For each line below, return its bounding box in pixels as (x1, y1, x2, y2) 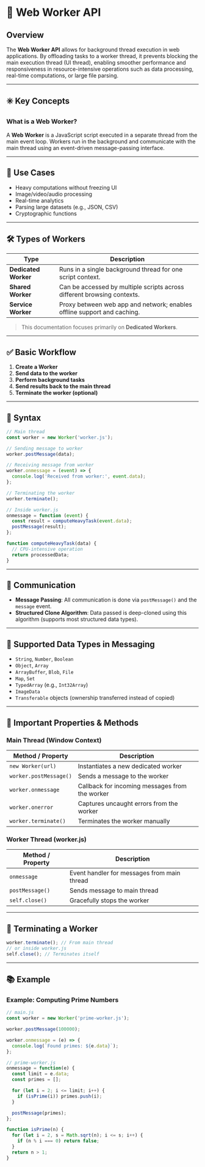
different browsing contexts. (59, 290, 140, 299)
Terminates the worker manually (77, 817, 170, 825)
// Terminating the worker (6, 490, 75, 496)
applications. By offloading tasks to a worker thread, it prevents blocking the (6, 52, 198, 60)
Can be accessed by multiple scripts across (59, 283, 184, 292)
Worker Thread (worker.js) (6, 835, 87, 844)
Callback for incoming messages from (77, 781, 187, 790)
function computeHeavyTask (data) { (6, 540, 97, 547)
